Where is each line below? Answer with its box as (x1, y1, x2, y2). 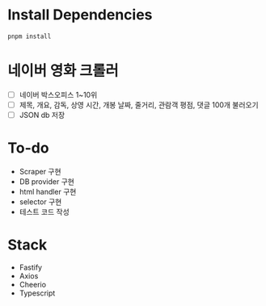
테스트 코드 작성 (19, 207, 70, 216)
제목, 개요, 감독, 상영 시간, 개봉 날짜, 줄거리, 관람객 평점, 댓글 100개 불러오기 (19, 99, 260, 110)
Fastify (19, 262, 42, 272)
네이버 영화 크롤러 (7, 62, 119, 80)
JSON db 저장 (19, 111, 65, 119)
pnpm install (7, 32, 52, 40)
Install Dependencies (7, 6, 153, 24)
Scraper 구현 (19, 167, 61, 176)
